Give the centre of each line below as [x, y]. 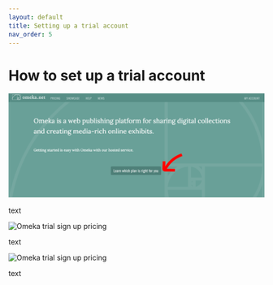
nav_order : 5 [30, 34]
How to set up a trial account [107, 75]
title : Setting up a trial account [69, 26]
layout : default [36, 17]
